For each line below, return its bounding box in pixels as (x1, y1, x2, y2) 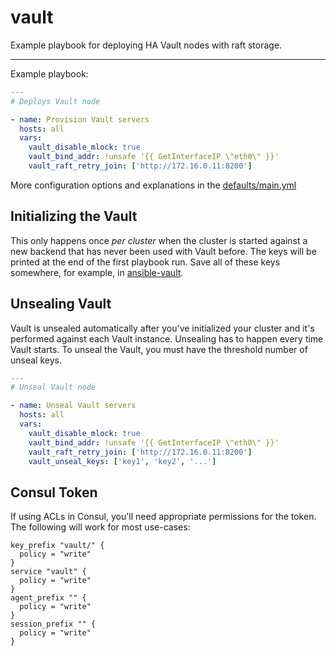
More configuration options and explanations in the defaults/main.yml (10, 179, 297, 191)
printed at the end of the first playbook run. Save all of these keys (10, 256, 281, 268)
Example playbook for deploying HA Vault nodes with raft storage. (10, 39, 283, 51)
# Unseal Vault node (10, 382, 97, 393)
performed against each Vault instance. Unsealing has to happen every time (10, 332, 324, 345)
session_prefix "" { (10, 619, 97, 630)
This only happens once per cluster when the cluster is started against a (10, 234, 308, 246)
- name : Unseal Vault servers (10, 401, 137, 411)
